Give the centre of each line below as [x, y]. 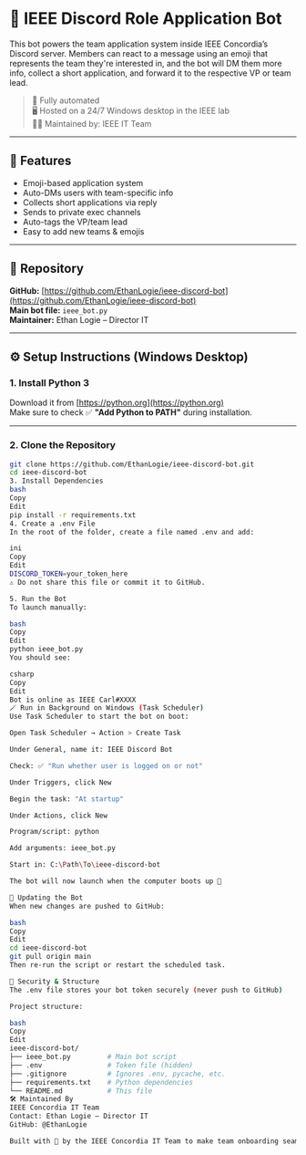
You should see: [40, 658]
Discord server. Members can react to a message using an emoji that [139, 53]
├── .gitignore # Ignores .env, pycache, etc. [117, 1074]
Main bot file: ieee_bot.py [58, 310]
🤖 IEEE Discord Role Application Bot [146, 19]
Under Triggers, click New [61, 782]
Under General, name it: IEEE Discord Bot [91, 750]
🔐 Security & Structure [55, 981]
